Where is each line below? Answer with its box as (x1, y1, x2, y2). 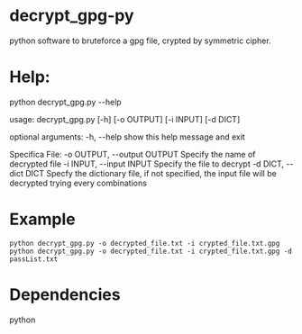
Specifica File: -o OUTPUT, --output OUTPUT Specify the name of (9, 149, 256, 159)
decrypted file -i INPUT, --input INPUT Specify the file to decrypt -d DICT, (9, 158, 285, 169)
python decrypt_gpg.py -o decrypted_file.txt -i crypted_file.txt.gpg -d (9, 247, 293, 256)
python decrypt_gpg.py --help (9, 96, 122, 107)
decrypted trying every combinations (9, 177, 147, 188)
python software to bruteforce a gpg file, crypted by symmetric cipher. (9, 35, 272, 46)
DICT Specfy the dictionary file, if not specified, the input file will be (25, 167, 277, 178)
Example (9, 209, 76, 230)
